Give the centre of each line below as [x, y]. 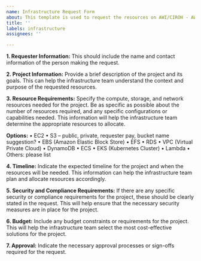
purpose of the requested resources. [51, 87]
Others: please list [28, 155]
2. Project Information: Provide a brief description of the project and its [95, 74]
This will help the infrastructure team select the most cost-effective [89, 227]
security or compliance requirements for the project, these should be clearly [100, 197]
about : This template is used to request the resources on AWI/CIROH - [97, 17]
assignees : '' [24, 34]
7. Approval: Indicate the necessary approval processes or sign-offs [90, 245]
